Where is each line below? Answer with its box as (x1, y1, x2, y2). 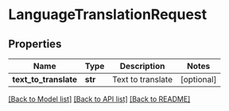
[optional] (180, 74, 217, 85)
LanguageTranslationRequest (8, 6, 208, 24)
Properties (8, 37, 62, 51)
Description (119, 61, 165, 71)
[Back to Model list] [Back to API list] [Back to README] (8, 94, 191, 104)
